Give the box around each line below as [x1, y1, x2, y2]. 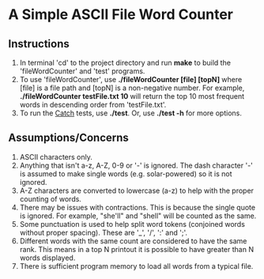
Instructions [8, 37, 70, 51]
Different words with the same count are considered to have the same [19, 236, 247, 246]
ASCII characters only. [19, 152, 93, 161]
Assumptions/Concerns [8, 131, 129, 145]
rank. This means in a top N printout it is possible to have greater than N [19, 244, 255, 254]
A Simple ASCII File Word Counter [8, 6, 233, 24]
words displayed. [19, 253, 76, 262]
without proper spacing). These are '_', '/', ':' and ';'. [19, 228, 188, 237]
